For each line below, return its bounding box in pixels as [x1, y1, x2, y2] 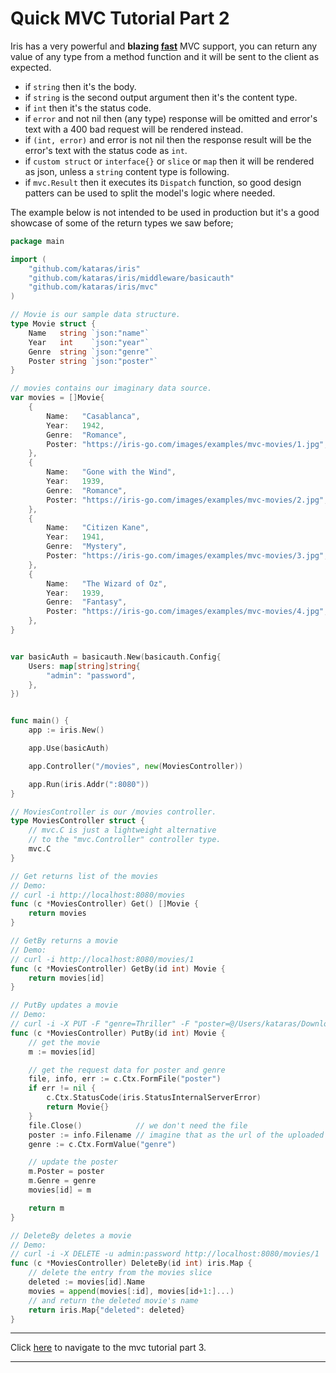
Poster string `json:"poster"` [28, 356, 159, 366]
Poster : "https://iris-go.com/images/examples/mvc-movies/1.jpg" [46, 439, 325, 449]
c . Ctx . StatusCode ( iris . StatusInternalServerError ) [46, 1093, 262, 1103]
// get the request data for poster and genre [28, 1065, 226, 1075]
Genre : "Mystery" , [46, 542, 128, 552]
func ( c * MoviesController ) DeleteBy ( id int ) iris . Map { [10, 1258, 253, 1269]
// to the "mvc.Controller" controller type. [28, 835, 222, 845]
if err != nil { [28, 1083, 97, 1094]
